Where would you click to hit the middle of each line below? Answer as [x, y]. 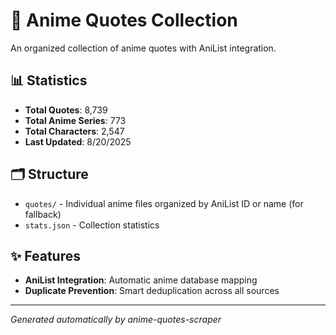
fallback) [43, 214]
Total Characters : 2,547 [74, 131]
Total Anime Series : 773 [75, 120]
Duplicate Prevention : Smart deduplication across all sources [152, 291]
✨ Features [45, 255]
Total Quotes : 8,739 [66, 110]
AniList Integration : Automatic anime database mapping [141, 280]
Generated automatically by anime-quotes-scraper [116, 320]
